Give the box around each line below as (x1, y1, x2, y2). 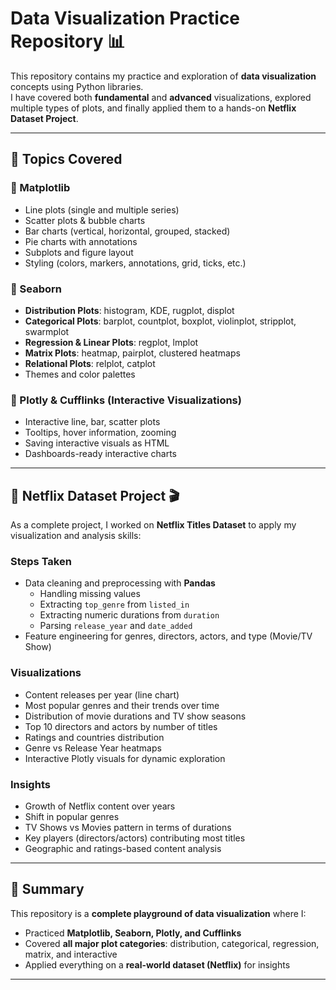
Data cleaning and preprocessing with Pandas (24, 577, 216, 589)
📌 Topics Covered (10, 151, 123, 168)
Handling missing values (39, 588, 141, 600)
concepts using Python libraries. (10, 80, 144, 92)
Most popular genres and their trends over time (24, 699, 220, 711)
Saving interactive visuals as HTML (24, 437, 170, 449)
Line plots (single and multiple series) (24, 203, 180, 216)
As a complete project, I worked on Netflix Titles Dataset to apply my (10, 519, 297, 531)
